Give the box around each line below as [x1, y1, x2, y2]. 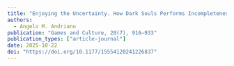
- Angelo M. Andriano [13, 23, 77, 30]
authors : [7, 16, 33, 23]
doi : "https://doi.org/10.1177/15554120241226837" [7, 49, 157, 56]
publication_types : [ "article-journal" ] [7, 36, 127, 43]
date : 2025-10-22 [7, 42, 58, 49]
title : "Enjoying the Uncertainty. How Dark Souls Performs [7, 10, 186, 17]
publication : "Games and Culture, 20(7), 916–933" [7, 29, 157, 36]
